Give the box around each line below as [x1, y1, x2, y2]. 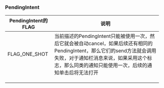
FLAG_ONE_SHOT [7, 51, 49, 57]
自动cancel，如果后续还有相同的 [79, 40, 153, 47]
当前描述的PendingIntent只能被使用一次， [54, 33, 150, 40]
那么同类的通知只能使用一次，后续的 [64, 62, 147, 69]
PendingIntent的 [9, 18, 48, 24]
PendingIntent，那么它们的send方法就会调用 [54, 48, 157, 54]
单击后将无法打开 [59, 70, 99, 76]
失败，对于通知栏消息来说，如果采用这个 [54, 55, 147, 62]
